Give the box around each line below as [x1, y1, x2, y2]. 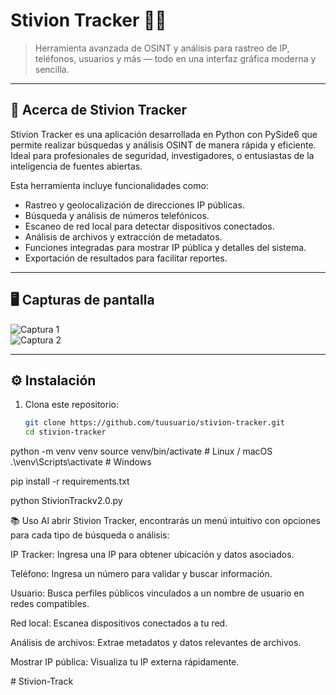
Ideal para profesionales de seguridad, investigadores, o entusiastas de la [10, 149, 315, 161]
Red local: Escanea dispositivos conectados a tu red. [10, 617, 228, 629]
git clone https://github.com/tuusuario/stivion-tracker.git [24, 418, 286, 428]
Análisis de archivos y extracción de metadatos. [24, 230, 223, 243]
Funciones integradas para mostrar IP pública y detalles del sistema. [24, 241, 307, 253]
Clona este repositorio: [24, 399, 119, 411]
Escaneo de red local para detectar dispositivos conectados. [24, 220, 275, 232]
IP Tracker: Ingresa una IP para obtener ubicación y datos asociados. [10, 549, 295, 561]
